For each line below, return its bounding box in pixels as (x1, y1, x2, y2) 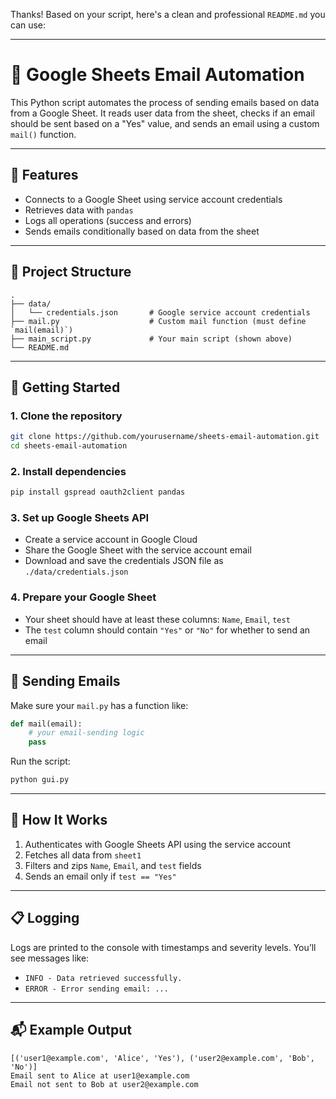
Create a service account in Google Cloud (24, 534, 198, 546)
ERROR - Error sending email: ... (24, 984, 169, 994)
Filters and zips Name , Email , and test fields (24, 859, 202, 871)
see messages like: (10, 952, 90, 964)
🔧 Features (10, 167, 79, 184)
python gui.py (10, 775, 70, 785)
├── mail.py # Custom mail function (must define (10, 316, 307, 326)
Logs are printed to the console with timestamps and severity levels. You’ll (10, 941, 317, 953)
